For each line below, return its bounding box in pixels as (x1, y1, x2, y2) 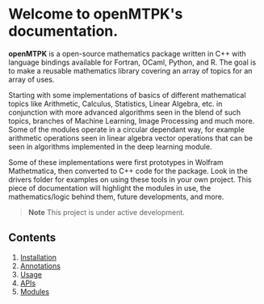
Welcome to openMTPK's (8, 5, 183, 23)
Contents (8, 231, 57, 245)
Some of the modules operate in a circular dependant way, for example (8, 125, 245, 134)
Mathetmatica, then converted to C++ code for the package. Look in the (8, 166, 248, 175)
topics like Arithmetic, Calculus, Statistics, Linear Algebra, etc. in (8, 99, 223, 108)
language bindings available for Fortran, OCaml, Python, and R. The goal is (8, 57, 257, 67)
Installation (19, 252, 57, 262)
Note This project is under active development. (27, 207, 186, 217)
